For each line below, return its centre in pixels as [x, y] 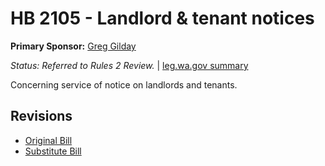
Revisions [41, 116]
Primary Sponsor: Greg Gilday [73, 46]
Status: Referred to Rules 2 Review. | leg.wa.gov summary [129, 65]
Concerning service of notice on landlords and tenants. [124, 84]
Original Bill [48, 140]
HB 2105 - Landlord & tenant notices [162, 18]
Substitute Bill [53, 151]
